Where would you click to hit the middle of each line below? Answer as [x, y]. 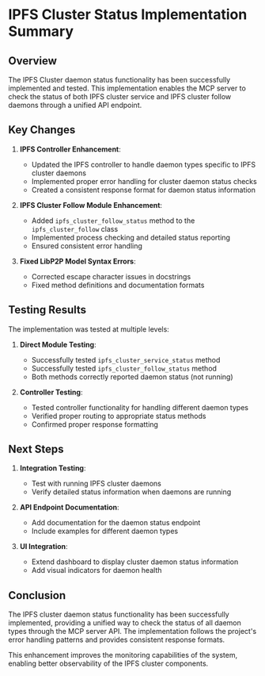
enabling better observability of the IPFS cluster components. [108, 663]
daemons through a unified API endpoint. [75, 105]
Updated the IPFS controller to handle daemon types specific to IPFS [144, 164]
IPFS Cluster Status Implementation [128, 15]
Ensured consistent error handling [87, 246]
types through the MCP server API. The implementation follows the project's [132, 632]
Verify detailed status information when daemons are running [131, 492]
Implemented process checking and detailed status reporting [131, 237]
